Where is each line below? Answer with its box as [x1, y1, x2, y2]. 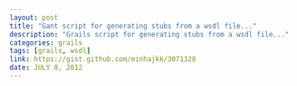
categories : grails [9, 38, 83, 47]
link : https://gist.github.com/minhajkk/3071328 [9, 55, 196, 64]
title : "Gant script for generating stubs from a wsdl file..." [9, 21, 257, 30]
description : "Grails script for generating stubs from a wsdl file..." [9, 30, 290, 39]
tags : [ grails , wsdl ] [9, 47, 91, 56]
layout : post [9, 13, 59, 22]
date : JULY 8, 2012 [9, 64, 83, 73]
